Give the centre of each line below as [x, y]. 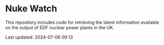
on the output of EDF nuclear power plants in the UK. [60, 27]
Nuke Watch [31, 9]
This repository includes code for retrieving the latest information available [82, 22]
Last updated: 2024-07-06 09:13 [39, 37]
